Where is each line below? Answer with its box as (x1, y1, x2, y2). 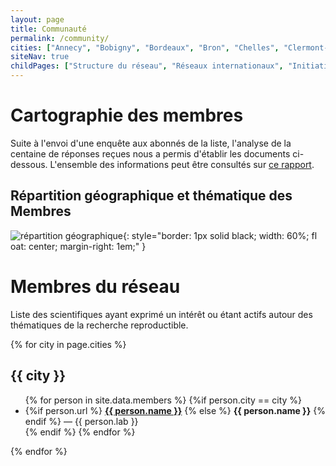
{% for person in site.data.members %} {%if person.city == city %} (24, 394, 303, 406)
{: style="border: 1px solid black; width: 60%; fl (122, 229, 318, 241)
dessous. (10, 158, 48, 170)
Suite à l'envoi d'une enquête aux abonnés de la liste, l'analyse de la (10, 137, 292, 149)
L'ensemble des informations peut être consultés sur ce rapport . (49, 158, 315, 170)
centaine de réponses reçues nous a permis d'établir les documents (10, 147, 291, 160)
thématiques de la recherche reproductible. (10, 319, 189, 331)
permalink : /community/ (10, 33, 110, 43)
